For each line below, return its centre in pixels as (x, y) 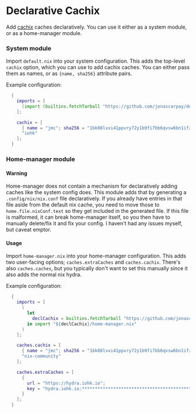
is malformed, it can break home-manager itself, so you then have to (88, 217)
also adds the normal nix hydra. (44, 275)
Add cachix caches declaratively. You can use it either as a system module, (97, 27)
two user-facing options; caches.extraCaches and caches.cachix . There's (93, 262)
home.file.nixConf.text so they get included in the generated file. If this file (97, 211)
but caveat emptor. (29, 230)
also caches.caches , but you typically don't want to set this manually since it (97, 269)
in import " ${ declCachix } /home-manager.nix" (82, 324)
